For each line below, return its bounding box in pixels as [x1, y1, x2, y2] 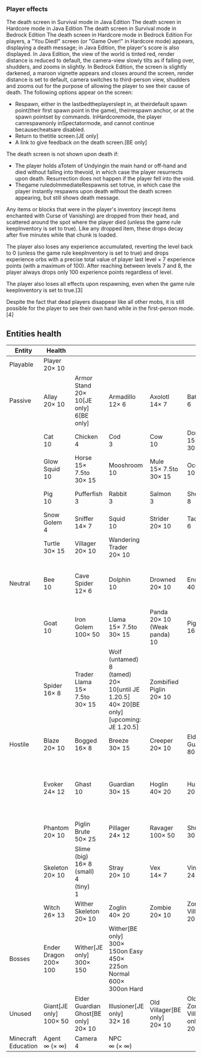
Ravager [150, 824, 174, 832]
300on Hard [108, 985, 143, 993]
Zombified [150, 678, 179, 686]
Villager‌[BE [150, 1006, 182, 1014]
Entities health [6, 329, 62, 339]
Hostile [9, 740, 29, 749]
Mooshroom [108, 461, 143, 469]
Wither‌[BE [108, 924, 138, 933]
